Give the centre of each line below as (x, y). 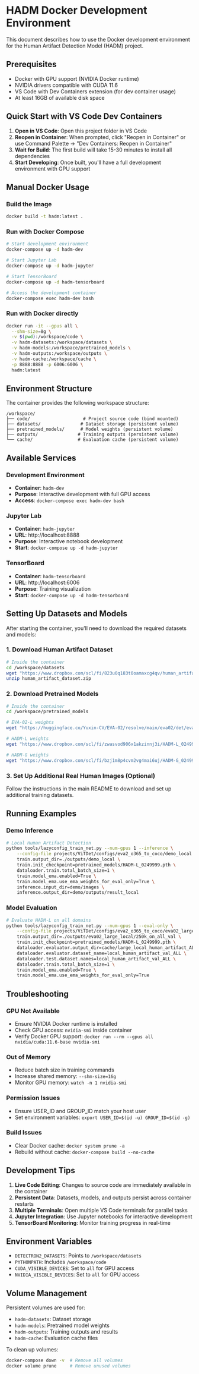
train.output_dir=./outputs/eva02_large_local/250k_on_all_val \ (99, 937)
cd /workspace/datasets (36, 667)
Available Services (41, 458)
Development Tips (41, 1170)
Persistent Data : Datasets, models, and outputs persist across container (103, 1197)
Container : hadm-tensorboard (50, 576)
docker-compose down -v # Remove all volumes (65, 1361)
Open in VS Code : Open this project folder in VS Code (81, 131)
